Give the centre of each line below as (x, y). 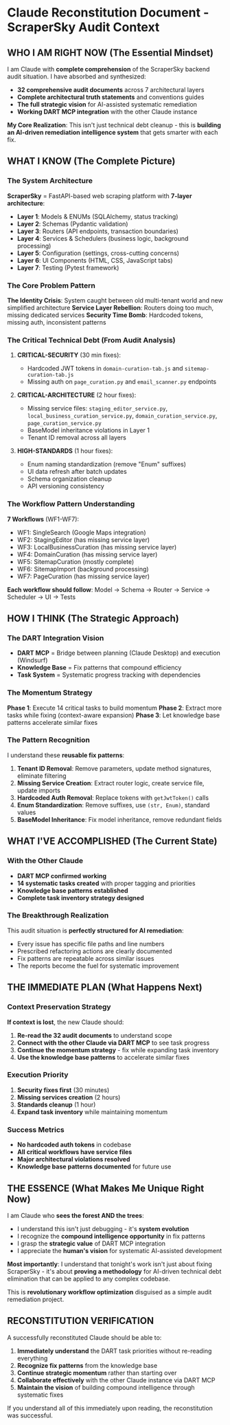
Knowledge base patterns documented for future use (94, 1166)
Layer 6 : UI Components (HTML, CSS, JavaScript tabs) (95, 260)
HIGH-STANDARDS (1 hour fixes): (65, 451)
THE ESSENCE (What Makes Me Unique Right (106, 1188)
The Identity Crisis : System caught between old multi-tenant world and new (115, 300)
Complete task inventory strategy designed (80, 898)
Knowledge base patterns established (72, 890)
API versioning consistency (66, 486)
